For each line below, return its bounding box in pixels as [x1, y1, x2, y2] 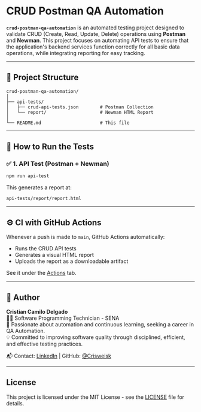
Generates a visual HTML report [14, 252, 94, 259]
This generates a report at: [6, 184, 72, 191]
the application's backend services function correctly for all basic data [6, 43, 180, 50]
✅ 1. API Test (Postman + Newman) [6, 160, 109, 168]
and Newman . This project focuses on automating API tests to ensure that [6, 37, 189, 44]
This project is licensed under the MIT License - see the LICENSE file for [6, 393, 184, 401]
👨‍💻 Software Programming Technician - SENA [6, 314, 120, 322]
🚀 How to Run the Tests [6, 142, 95, 152]
